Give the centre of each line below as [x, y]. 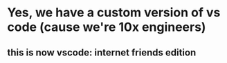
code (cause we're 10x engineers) [107, 27]
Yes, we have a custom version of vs [114, 13]
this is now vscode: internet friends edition [102, 52]
